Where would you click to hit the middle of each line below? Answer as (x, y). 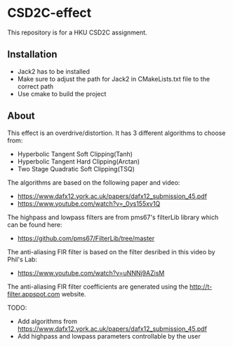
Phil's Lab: (22, 259)
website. (74, 294)
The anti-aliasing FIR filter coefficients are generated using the (98, 287)
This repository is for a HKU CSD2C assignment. (77, 32)
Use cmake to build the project (62, 93)
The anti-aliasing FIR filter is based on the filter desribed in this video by (111, 251)
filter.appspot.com (34, 294)
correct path (35, 86)
